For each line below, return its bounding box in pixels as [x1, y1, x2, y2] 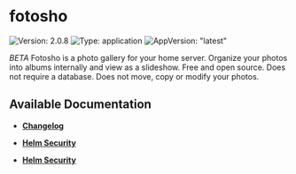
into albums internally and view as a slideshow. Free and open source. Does [9, 62, 286, 72]
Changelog [21, 120, 65, 131]
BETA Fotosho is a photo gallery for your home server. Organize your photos [9, 52, 288, 63]
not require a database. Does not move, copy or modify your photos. [9, 71, 260, 81]
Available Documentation [9, 97, 152, 112]
